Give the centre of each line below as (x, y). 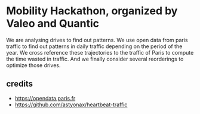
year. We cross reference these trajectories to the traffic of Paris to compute (100, 52)
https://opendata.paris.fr (45, 98)
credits (20, 84)
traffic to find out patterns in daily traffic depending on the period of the (94, 46)
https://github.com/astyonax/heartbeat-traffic (71, 104)
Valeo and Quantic (53, 23)
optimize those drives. (33, 65)
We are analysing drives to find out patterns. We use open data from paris (97, 40)
